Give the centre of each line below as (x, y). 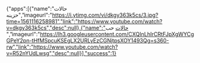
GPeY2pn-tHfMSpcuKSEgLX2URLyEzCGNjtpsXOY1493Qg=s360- (88, 40)
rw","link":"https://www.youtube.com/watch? (62, 47)
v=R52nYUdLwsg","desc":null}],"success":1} (61, 53)
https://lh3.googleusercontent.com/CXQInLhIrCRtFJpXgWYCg (117, 34)
